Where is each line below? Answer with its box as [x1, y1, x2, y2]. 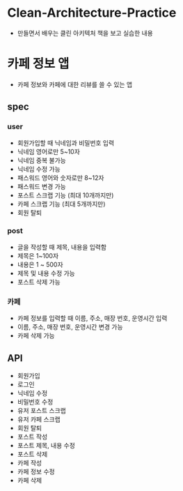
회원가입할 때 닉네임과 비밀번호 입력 [17, 138, 115, 147]
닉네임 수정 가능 [17, 165, 61, 173]
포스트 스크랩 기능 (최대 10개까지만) [17, 190, 114, 199]
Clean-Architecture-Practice [7, 5, 177, 21]
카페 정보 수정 [17, 467, 55, 476]
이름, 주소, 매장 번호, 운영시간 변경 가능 [17, 323, 123, 331]
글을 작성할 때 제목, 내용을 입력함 [17, 243, 106, 251]
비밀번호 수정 [17, 398, 54, 406]
